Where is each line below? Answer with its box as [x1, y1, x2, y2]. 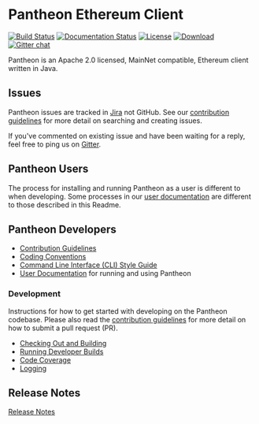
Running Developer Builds [19, 347, 104, 356]
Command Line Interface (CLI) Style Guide [19, 260, 157, 270]
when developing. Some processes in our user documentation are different [8, 192, 252, 201]
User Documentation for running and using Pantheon [19, 269, 191, 278]
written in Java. [8, 63, 58, 73]
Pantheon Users [8, 162, 89, 176]
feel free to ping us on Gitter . [8, 139, 102, 149]
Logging [19, 363, 47, 373]
